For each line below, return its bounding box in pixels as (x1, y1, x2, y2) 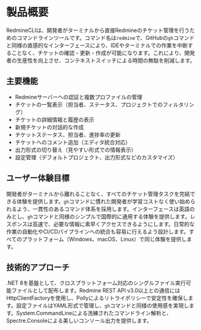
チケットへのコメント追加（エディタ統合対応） (14, 138, 131, 145)
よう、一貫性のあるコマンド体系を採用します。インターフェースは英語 (16, 205, 190, 212)
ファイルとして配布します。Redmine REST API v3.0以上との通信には (11, 287, 181, 294)
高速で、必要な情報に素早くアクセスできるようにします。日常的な (32, 220, 195, 227)
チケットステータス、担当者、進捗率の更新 (14, 131, 121, 138)
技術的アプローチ (6, 262, 70, 272)
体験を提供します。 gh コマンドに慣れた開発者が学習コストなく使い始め (16, 197, 191, 205)
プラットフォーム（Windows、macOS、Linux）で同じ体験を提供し (22, 235, 187, 243)
